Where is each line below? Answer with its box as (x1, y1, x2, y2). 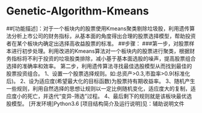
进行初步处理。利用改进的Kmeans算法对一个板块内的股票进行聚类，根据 (11, 47, 190, 55)
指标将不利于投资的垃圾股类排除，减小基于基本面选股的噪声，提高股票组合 (11, 55, 196, 62)
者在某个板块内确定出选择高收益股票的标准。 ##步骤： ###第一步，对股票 (6, 40, 189, 47)
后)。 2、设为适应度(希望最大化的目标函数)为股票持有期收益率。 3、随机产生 (6, 77, 195, 85)
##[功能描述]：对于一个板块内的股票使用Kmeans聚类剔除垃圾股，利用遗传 (6, 25, 190, 32)
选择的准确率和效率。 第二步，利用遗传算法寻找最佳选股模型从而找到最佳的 (6, 62, 192, 70)
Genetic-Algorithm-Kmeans (6, 4, 149, 18)
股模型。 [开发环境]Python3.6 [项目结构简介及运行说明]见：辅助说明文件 (6, 100, 185, 107)
